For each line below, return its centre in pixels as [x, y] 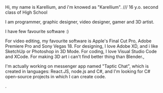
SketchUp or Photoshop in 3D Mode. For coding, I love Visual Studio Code [81, 51]
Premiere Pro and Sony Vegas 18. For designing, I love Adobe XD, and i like [81, 46]
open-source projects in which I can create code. [56, 77]
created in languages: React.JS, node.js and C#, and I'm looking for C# [78, 71]
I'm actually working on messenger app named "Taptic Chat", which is [77, 66]
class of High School [26, 12]
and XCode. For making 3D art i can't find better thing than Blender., [75, 57]
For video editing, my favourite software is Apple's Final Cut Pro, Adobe [78, 41]
